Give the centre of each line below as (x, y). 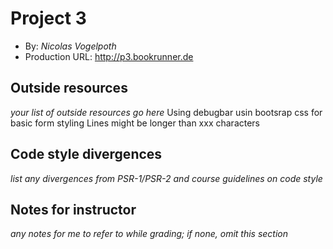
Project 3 (48, 18)
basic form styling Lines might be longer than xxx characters (135, 123)
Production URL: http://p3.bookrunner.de (109, 56)
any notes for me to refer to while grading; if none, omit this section (149, 234)
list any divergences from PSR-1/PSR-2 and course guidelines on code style (166, 178)
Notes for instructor (73, 209)
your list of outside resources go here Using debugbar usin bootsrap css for (166, 112)
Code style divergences (86, 154)
